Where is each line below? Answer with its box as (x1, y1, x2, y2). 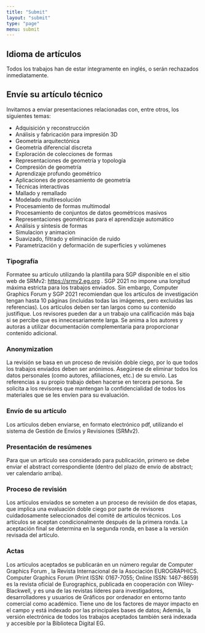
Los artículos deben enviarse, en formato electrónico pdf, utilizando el (6, 421, 184, 428)
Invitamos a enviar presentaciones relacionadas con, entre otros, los (6, 106, 179, 113)
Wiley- (177, 580, 195, 588)
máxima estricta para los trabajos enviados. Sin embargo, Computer (6, 284, 179, 292)
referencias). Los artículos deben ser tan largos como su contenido (6, 303, 176, 311)
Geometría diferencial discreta (15, 144, 92, 151)
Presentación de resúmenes (6, 443, 92, 451)
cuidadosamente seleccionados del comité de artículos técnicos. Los (6, 512, 181, 519)
